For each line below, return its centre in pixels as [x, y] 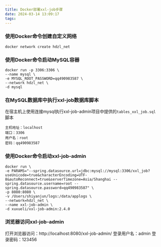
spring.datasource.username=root [39, 184]
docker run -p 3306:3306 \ [32, 70]
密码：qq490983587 [22, 143]
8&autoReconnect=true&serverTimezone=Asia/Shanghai [58, 179]
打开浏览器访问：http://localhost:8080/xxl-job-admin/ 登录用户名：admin [78, 233]
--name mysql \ [20, 74]
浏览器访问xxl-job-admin [35, 222]
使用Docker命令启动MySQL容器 [42, 60]
